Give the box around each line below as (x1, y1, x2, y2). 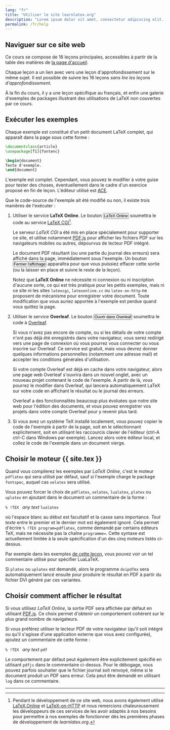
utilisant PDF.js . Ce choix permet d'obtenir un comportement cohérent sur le (5, 611, 164, 617)
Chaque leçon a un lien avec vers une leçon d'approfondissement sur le (5, 69, 155, 75)
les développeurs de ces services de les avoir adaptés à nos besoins (12, 708, 156, 714)
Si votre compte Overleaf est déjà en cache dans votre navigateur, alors (12, 366, 162, 372)
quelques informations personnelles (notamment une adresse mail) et (12, 351, 158, 357)
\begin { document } (5, 158, 42, 163)
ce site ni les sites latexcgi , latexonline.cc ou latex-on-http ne (12, 287, 147, 293)
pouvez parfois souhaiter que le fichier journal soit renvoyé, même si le (5, 667, 153, 673)
